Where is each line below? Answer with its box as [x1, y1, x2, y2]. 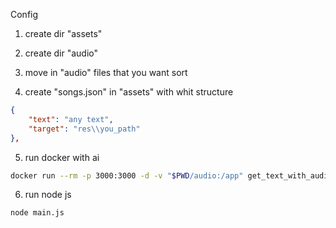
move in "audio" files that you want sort [24, 67, 188, 78]
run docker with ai [24, 151, 100, 163]
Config [10, 9, 39, 20]
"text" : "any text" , [28, 114, 114, 124]
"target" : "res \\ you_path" [28, 124, 141, 134]
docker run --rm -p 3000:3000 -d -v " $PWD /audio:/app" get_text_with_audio [10, 170, 333, 181]
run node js [24, 189, 72, 201]
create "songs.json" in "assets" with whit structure [24, 86, 234, 98]
